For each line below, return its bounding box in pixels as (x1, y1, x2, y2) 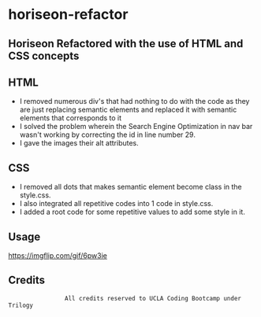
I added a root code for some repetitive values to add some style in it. (19, 207, 246, 217)
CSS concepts (8, 49, 80, 62)
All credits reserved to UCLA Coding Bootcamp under (64, 294, 242, 302)
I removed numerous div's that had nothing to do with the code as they (19, 97, 250, 106)
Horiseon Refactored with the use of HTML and (8, 37, 244, 50)
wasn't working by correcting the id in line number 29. (19, 130, 196, 139)
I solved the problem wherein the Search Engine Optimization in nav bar (19, 122, 253, 131)
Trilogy (8, 301, 34, 309)
